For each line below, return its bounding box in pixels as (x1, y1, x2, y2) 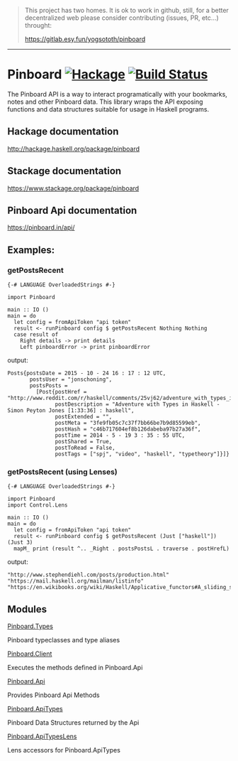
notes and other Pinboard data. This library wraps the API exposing (7, 97, 203, 106)
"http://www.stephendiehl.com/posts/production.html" (7, 571, 170, 578)
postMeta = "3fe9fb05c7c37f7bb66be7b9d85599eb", (55, 419, 201, 427)
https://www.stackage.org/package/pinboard (7, 184, 140, 193)
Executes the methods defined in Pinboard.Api (7, 664, 143, 672)
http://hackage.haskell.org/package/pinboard (7, 144, 140, 153)
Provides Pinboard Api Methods (7, 691, 101, 699)
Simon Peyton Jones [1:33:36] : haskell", (7, 407, 135, 414)
